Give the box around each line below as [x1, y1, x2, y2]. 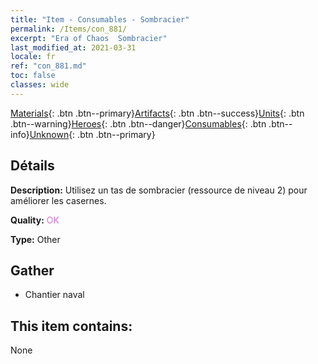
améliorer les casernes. [10, 194, 107, 206]
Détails [10, 157, 55, 175]
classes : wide [10, 80, 70, 90]
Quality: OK [10, 214, 60, 226]
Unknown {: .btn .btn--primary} [29, 128, 156, 140]
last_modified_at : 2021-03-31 [10, 42, 137, 53]
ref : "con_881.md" [10, 61, 87, 71]
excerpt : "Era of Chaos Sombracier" [10, 33, 168, 43]
